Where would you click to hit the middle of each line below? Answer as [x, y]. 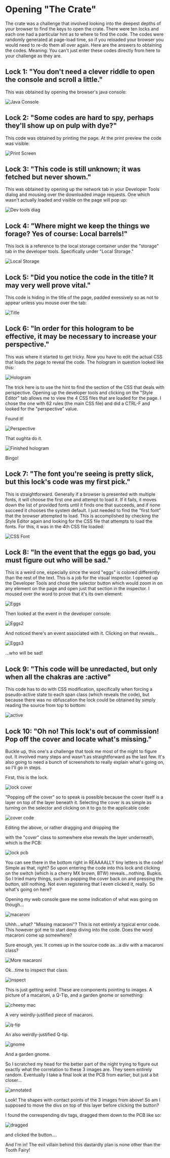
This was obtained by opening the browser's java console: [66, 92]
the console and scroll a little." [54, 80]
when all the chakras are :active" [58, 677]
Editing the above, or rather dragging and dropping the [62, 828]
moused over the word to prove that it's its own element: [64, 594]
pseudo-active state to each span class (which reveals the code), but [77, 695]
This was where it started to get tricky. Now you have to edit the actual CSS [84, 357]
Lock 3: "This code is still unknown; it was [73, 169]
